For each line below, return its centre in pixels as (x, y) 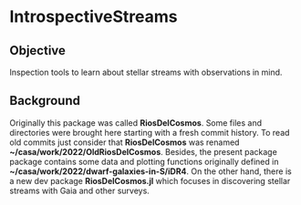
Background (45, 101)
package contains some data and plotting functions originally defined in (144, 161)
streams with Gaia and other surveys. (80, 190)
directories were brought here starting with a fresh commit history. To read (150, 132)
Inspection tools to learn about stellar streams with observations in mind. (146, 72)
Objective (38, 51)
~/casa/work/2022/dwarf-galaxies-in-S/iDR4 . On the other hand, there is (150, 171)
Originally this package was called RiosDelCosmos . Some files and (136, 123)
